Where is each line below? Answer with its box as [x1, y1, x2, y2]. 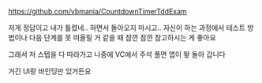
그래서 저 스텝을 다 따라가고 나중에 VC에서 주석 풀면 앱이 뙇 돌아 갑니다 [8, 50, 226, 58]
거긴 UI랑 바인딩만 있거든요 [8, 66, 92, 76]
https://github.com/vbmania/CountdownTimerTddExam [8, 7, 187, 16]
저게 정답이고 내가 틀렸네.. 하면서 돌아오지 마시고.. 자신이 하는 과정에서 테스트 [8, 23, 246, 32]
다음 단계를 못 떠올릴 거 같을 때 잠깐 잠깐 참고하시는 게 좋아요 [28, 33, 216, 42]
